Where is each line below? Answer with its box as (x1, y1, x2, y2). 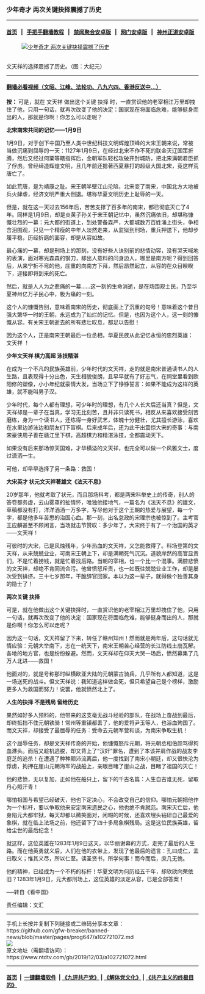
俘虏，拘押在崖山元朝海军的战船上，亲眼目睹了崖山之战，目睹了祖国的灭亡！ (6, 762, 199, 769)
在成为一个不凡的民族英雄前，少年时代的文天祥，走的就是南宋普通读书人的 (6, 365, 193, 372)
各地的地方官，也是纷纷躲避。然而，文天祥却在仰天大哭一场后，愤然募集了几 (6, 649, 199, 657)
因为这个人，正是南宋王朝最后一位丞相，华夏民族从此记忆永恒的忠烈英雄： (6, 331, 193, 339)
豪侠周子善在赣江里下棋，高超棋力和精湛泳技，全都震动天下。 (11, 431, 167, 439)
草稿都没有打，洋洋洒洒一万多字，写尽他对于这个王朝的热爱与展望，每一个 (6, 506, 193, 513)
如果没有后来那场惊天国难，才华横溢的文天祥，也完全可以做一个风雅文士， (6, 444, 193, 452)
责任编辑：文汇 (6, 901, 44, 909)
